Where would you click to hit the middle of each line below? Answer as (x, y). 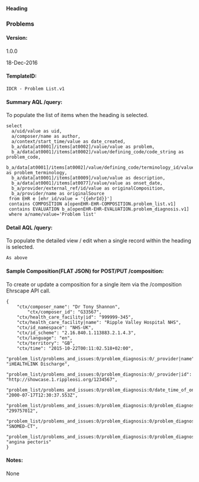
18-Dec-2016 (22, 62)
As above (17, 258)
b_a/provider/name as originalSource (58, 194)
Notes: (15, 460)
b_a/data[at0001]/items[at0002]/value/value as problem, (83, 147)
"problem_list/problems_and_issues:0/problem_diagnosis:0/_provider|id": (99, 374)
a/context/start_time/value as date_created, (69, 142)
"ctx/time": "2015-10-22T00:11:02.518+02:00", (75, 348)
